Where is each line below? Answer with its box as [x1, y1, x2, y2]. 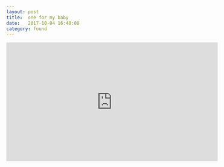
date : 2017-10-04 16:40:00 [6, 20, 80, 26]
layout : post [6, 8, 39, 15]
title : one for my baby [6, 14, 69, 20]
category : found [6, 25, 47, 32]
